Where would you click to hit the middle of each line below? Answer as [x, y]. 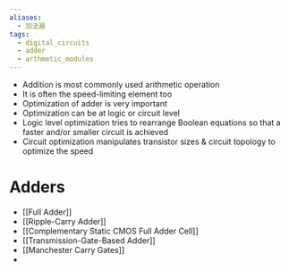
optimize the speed [58, 151]
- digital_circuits [54, 42]
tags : [19, 34]
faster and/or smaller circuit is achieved [95, 132]
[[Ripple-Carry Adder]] [64, 221]
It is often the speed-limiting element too [97, 94]
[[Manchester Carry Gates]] [73, 250]
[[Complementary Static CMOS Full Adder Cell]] [110, 231]
